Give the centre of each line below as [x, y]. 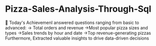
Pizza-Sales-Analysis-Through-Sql [78, 9]
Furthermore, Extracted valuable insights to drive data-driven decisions [77, 38]
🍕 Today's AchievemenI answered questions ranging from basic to [72, 23]
